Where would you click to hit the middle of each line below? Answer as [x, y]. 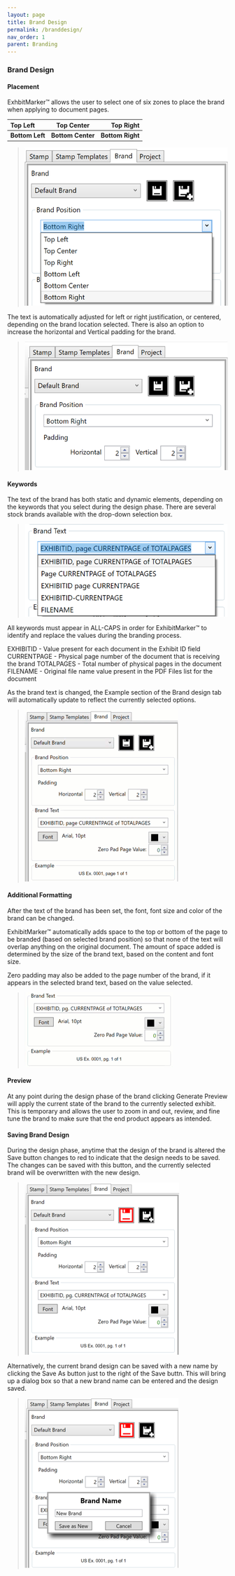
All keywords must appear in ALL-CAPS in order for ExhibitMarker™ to [107, 627]
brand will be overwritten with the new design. [74, 1173]
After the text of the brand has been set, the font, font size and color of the [115, 910]
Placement [23, 86]
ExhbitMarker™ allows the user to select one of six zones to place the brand [116, 102]
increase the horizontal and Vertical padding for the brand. [92, 332]
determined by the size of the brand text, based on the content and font [111, 954]
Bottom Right [120, 135]
